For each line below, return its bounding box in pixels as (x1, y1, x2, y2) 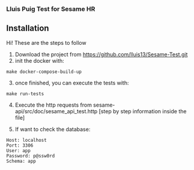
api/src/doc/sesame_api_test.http (14, 107, 98, 115)
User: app (6, 147, 31, 154)
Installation (6, 23, 49, 34)
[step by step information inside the (99, 107, 187, 115)
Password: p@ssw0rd (6, 153, 55, 159)
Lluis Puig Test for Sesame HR (6, 5, 95, 13)
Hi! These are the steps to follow (6, 39, 86, 46)
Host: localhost (6, 137, 47, 143)
